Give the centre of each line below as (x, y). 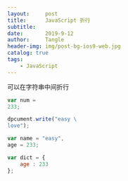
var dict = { (26, 157)
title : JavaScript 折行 (49, 20)
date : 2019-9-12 (40, 33)
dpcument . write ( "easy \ (42, 119)
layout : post (33, 14)
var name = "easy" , (36, 139)
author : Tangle (36, 40)
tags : (15, 60)
